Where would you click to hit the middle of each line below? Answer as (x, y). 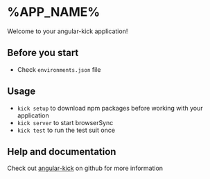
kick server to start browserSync (65, 122)
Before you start (43, 53)
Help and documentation (62, 152)
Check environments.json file (59, 69)
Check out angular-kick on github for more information (85, 168)
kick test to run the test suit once (66, 130)
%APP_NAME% (54, 12)
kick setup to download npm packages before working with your (110, 108)
